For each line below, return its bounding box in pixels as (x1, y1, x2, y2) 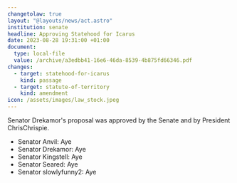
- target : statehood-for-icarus (14, 70, 110, 77)
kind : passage (20, 76, 62, 84)
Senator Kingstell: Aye (17, 152, 83, 161)
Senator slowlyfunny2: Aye (17, 168, 97, 176)
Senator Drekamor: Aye (17, 145, 87, 153)
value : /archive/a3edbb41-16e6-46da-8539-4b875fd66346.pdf (14, 57, 193, 64)
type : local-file (14, 51, 65, 58)
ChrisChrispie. (7, 124, 50, 132)
